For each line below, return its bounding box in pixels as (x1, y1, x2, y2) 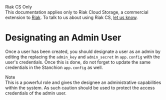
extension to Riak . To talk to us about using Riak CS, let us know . (5, 14, 138, 20)
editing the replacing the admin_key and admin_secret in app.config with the (5, 53, 160, 59)
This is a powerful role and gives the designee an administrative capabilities (5, 79, 161, 85)
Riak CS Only (5, 4, 32, 9)
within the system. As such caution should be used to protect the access (5, 84, 155, 90)
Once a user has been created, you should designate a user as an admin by (5, 48, 161, 54)
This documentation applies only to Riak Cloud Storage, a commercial (5, 9, 148, 15)
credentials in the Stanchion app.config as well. (5, 64, 103, 70)
